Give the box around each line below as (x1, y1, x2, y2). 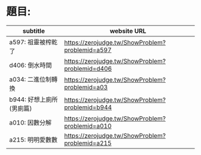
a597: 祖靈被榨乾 (9, 38, 58, 46)
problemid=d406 (64, 64, 112, 73)
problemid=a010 (64, 122, 112, 130)
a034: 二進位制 (9, 75, 52, 83)
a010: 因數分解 (9, 118, 52, 126)
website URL (109, 27, 147, 35)
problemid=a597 (64, 45, 112, 54)
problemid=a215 (64, 139, 112, 147)
